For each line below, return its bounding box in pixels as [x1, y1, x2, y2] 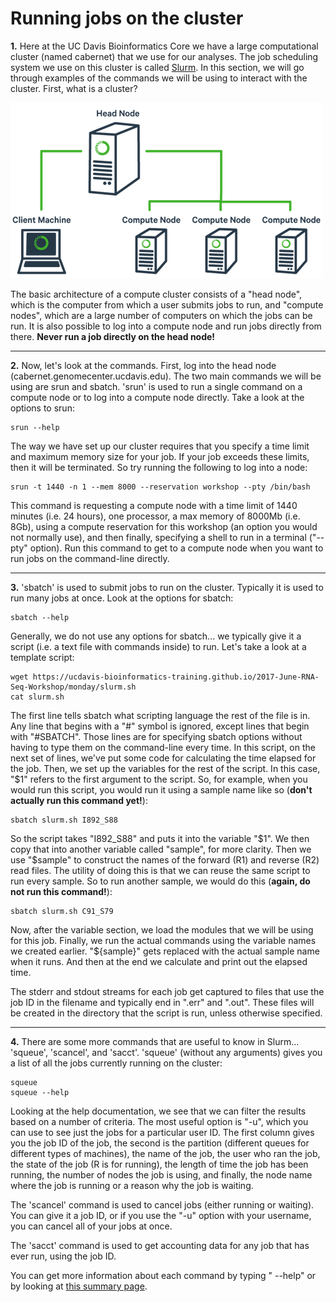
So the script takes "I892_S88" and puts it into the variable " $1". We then [10, 832, 310, 844]
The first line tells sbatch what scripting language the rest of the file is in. [10, 709, 311, 721]
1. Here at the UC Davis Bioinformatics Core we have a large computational [10, 40, 319, 52]
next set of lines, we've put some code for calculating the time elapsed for [10, 752, 317, 764]
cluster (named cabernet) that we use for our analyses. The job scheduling [10, 50, 319, 62]
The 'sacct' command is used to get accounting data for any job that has [10, 1239, 310, 1251]
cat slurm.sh [10, 692, 65, 702]
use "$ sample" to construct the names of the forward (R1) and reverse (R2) [10, 853, 320, 866]
